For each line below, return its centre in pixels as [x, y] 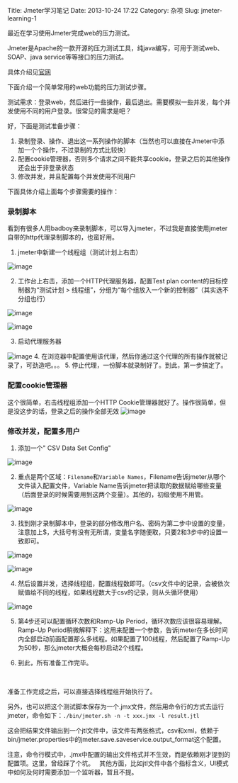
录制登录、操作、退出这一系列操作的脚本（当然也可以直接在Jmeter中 [118, 141]
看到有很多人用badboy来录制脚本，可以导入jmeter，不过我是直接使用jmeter [118, 228]
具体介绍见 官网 [29, 72]
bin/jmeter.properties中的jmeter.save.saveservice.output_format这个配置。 [116, 739]
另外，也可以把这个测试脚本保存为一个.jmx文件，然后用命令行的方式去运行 [116, 706]
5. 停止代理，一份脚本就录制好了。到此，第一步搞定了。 [146, 365]
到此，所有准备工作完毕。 [55, 663]
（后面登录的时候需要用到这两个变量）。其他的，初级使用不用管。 [112, 494]
